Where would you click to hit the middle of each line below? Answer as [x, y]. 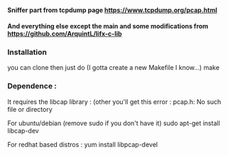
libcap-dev [23, 130]
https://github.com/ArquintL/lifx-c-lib [65, 34]
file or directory [30, 109]
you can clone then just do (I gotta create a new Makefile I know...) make [114, 68]
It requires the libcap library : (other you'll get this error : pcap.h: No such [114, 102]
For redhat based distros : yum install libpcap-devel [83, 144]
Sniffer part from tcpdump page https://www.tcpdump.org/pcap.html [113, 10]
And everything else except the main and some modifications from [108, 26]
